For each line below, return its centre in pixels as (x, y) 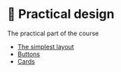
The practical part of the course (53, 33)
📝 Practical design (61, 14)
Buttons (29, 54)
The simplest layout (46, 46)
